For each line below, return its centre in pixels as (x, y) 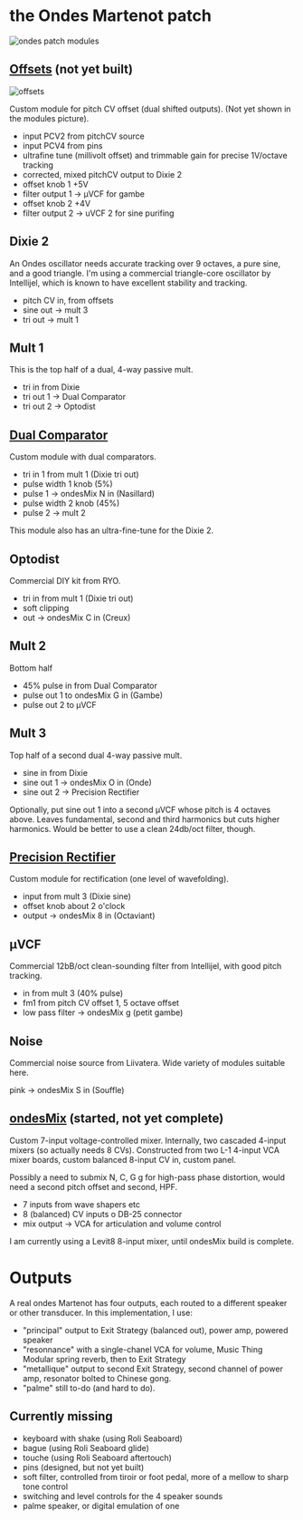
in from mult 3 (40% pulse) (73, 993)
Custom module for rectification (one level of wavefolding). (119, 879)
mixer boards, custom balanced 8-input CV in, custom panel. (123, 1159)
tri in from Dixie (51, 387)
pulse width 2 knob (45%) (71, 503)
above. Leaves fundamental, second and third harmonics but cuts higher (145, 819)
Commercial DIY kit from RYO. (65, 581)
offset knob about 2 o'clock (74, 906)
